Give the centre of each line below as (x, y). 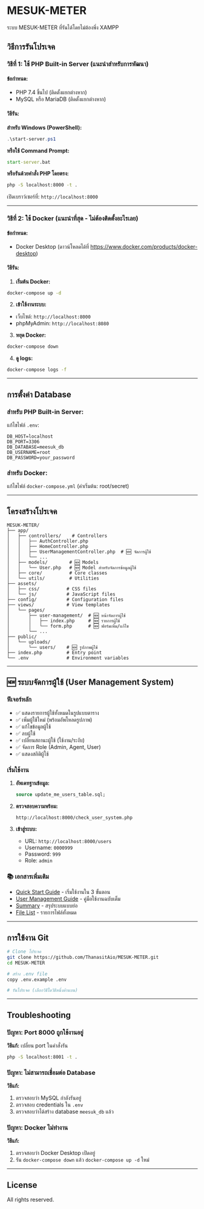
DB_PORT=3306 (23, 442)
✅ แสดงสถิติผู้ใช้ (32, 754)
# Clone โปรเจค (24, 952)
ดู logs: (24, 358)
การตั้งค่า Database (39, 394)
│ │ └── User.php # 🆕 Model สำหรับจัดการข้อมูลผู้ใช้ (72, 568)
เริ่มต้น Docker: (33, 281)
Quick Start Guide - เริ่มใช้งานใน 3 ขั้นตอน (63, 892)
